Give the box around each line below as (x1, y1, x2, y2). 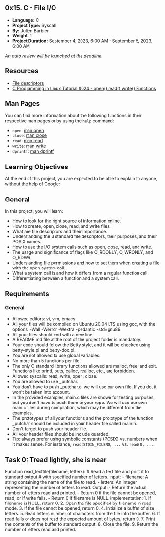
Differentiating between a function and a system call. (12, 275, 119, 281)
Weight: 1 (12, 33, 32, 38)
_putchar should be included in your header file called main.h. (12, 420, 137, 426)
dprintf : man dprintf (12, 148, 54, 154)
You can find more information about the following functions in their (5, 113, 142, 119)
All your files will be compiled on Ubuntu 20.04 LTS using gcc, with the (12, 321, 156, 327)
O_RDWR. (12, 255, 32, 261)
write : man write (12, 143, 46, 149)
